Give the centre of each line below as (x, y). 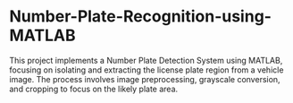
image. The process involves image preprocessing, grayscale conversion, (145, 79)
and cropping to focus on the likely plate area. (94, 89)
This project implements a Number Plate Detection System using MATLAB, (146, 60)
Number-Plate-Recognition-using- (141, 17)
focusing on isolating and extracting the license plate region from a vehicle (146, 70)
